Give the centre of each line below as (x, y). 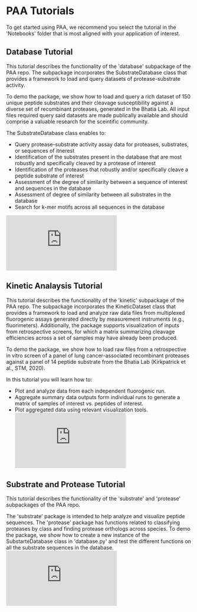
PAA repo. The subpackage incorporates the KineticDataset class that (91, 306)
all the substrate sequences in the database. (60, 548)
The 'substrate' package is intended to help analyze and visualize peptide (96, 516)
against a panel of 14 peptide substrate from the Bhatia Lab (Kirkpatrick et (96, 361)
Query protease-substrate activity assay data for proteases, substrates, (101, 144)
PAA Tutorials (40, 11)
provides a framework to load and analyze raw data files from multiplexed (96, 312)
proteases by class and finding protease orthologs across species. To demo (98, 529)
